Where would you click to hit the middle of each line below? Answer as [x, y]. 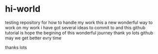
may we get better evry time [33, 38]
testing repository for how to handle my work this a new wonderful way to [79, 22]
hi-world [23, 9]
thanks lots [16, 47]
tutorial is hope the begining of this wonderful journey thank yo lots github [79, 33]
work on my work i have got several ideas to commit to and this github [75, 27]
